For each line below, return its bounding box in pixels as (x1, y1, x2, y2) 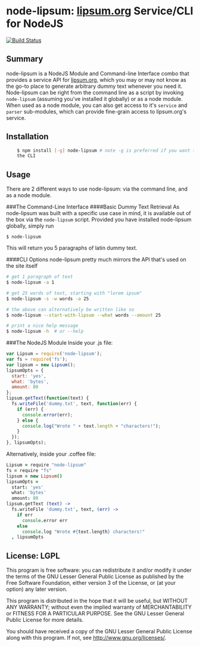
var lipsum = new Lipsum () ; (6, 361, 76, 368)
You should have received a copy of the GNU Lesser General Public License (6, 628, 192, 635)
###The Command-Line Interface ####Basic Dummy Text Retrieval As (6, 203, 180, 210)
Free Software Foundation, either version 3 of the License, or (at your (6, 579, 176, 587)
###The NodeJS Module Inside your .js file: (6, 339, 113, 347)
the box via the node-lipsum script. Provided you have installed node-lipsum (6, 216, 192, 223)
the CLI (17, 153, 36, 159)
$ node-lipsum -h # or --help (6, 329, 84, 335)
